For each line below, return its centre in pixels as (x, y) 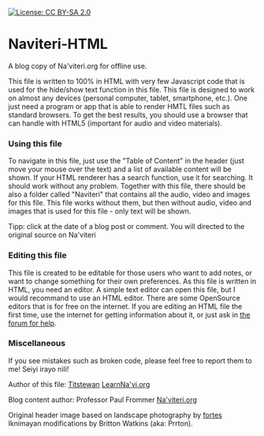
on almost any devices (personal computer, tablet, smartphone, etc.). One (128, 98)
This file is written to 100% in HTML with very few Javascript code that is (127, 81)
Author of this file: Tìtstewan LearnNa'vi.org (79, 384)
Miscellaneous (37, 344)
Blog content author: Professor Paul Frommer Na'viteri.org (102, 400)
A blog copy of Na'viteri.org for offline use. (78, 66)
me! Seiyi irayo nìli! (39, 369)
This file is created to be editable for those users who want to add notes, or (130, 272)
